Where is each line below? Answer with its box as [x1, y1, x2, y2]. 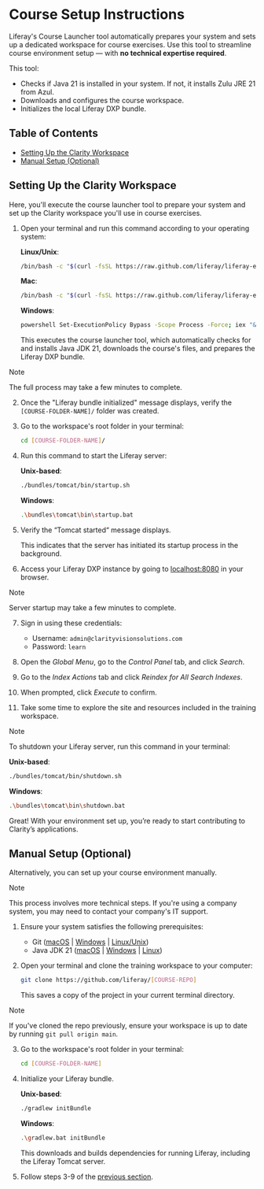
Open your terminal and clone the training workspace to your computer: [20, 961, 253, 970]
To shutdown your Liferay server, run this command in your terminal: [9, 742, 230, 751]
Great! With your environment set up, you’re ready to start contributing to [9, 816, 246, 825]
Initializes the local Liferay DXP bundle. [20, 104, 147, 113]
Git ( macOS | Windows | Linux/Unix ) [31, 937, 149, 946]
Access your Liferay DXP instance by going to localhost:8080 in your [20, 564, 244, 573]
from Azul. [20, 87, 54, 96]
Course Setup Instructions [9, 6, 185, 24]
